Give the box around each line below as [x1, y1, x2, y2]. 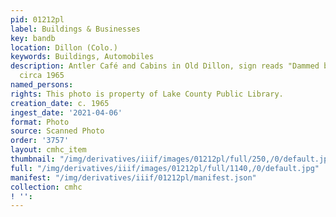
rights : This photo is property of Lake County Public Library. [10, 89, 284, 99]
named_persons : [10, 80, 74, 90]
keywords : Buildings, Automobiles [10, 52, 155, 62]
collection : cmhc [10, 182, 83, 192]
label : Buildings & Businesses [10, 24, 141, 34]
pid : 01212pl [10, 14, 65, 25]
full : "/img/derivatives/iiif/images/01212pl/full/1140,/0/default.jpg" [10, 163, 320, 173]
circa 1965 [19, 71, 65, 81]
